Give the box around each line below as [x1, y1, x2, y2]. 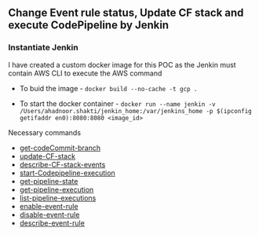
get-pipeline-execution [19, 185, 94, 194]
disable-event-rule [19, 210, 80, 219]
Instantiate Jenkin [8, 42, 78, 53]
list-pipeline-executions [19, 193, 97, 203]
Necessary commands [8, 127, 81, 137]
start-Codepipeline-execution [19, 168, 115, 178]
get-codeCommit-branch [19, 143, 100, 152]
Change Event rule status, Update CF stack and [8, 6, 244, 20]
